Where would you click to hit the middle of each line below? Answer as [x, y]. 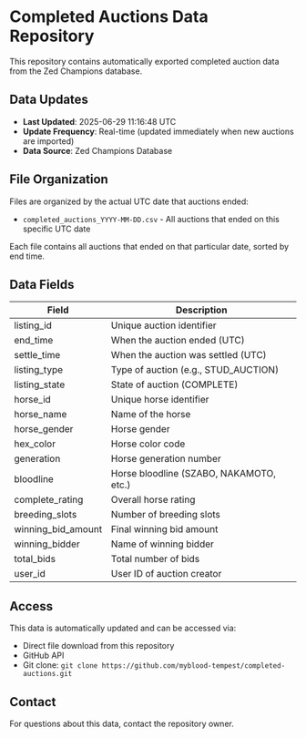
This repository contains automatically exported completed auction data [144, 61]
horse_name [41, 415]
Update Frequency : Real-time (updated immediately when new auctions [158, 131]
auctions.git [47, 674]
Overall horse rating [153, 500]
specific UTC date [56, 229]
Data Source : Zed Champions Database [97, 150]
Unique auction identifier [163, 325]
